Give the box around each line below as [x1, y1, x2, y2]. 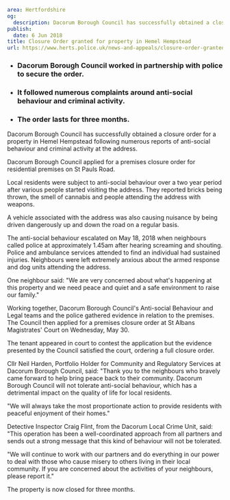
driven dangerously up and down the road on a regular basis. [7, 221, 179, 229]
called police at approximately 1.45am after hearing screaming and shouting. [7, 241, 223, 250]
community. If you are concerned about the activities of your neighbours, [7, 465, 214, 473]
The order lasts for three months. [16, 114, 130, 124]
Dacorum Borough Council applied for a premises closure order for [7, 158, 196, 166]
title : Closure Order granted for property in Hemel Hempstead [7, 38, 192, 45]
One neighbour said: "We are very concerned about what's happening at [7, 276, 212, 285]
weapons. [7, 200, 36, 209]
